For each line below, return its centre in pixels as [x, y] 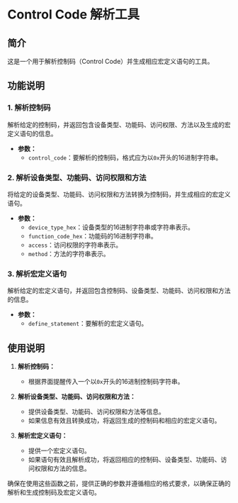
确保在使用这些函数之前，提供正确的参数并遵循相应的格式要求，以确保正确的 [119, 484]
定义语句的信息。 [32, 133]
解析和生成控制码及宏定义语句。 [54, 492]
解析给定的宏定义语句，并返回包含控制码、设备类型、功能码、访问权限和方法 [119, 291]
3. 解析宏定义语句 [37, 274]
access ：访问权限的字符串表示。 [75, 245]
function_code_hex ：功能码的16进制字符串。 [92, 236]
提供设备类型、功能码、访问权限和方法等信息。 [96, 411]
